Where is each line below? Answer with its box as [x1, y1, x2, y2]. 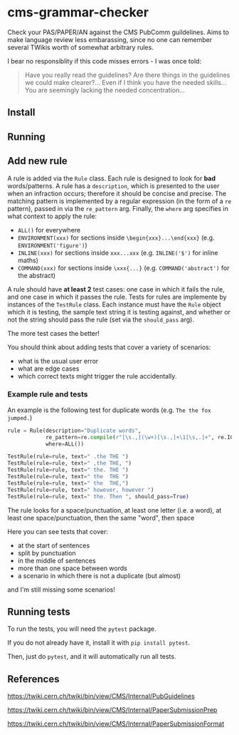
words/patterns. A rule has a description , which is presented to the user [7, 181, 220, 190]
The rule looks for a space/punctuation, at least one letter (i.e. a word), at [7, 505, 222, 514]
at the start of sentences [17, 541, 90, 550]
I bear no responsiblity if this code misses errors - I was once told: [7, 56, 201, 65]
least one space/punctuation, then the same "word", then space [7, 513, 195, 522]
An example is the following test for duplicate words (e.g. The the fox [7, 406, 211, 414]
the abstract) [17, 271, 55, 279]
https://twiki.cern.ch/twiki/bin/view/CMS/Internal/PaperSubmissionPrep [7, 706, 218, 714]
